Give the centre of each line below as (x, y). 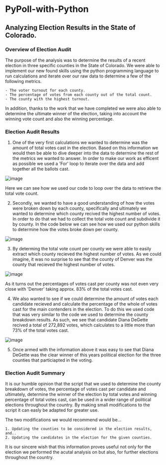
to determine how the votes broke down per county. (65, 230)
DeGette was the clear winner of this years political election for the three (87, 355)
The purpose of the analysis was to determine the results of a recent (75, 60)
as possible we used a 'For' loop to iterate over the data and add (78, 164)
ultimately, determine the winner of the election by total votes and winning (81, 394)
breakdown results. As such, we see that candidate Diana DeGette (80, 320)
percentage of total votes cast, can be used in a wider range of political (78, 400)
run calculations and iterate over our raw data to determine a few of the (78, 76)
